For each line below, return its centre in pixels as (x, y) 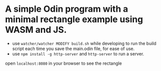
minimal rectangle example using (74, 19)
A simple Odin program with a (67, 9)
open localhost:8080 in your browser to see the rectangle (64, 63)
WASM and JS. (36, 30)
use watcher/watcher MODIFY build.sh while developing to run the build (84, 43)
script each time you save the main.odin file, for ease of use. (73, 48)
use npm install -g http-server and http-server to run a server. (78, 54)
